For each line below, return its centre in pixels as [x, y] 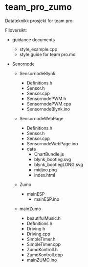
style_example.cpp [38, 49]
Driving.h [36, 228]
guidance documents [33, 40]
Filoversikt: [16, 30]
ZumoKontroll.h [42, 249]
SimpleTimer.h [41, 239]
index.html [44, 175]
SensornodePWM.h [46, 98]
